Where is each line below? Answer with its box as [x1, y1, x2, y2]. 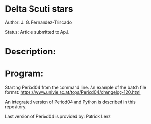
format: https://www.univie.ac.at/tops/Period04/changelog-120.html [5, 89, 141, 95]
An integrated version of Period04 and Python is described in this [5, 99, 136, 105]
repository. [5, 104, 27, 110]
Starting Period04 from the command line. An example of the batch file [5, 84, 147, 90]
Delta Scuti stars [5, 3, 74, 15]
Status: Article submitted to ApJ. [5, 29, 70, 35]
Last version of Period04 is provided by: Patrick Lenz [5, 113, 111, 120]
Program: [5, 68, 44, 79]
